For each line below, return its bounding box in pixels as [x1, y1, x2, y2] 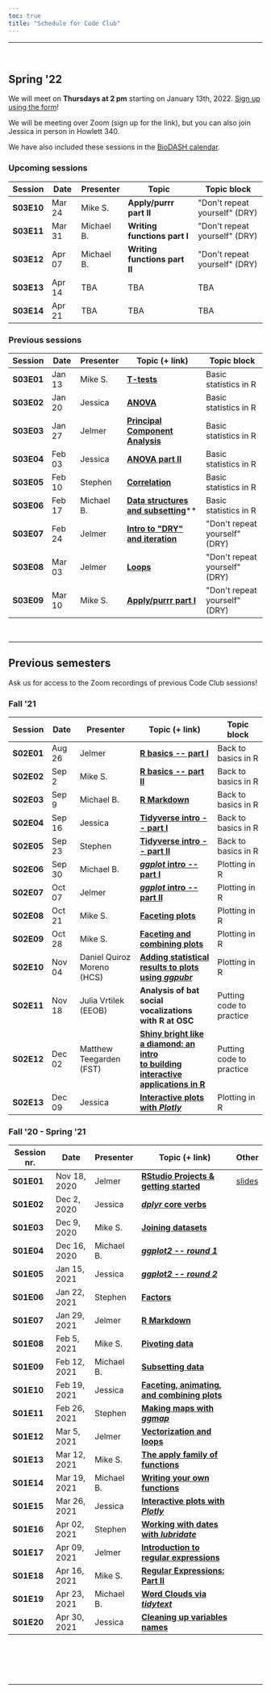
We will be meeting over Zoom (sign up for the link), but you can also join [8, 118, 252, 128]
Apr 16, [55, 1565, 85, 1577]
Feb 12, [55, 1356, 85, 1368]
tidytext [140, 1599, 173, 1610]
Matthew [79, 1043, 113, 1054]
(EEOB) [79, 1005, 107, 1016]
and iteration [127, 533, 177, 544]
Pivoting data [140, 1338, 194, 1349]
